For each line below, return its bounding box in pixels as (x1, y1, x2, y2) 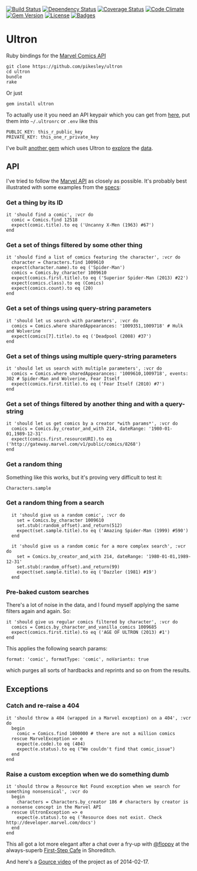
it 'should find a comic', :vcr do (6, 212, 94, 218)
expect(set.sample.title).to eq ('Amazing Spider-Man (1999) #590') (17, 527, 189, 533)
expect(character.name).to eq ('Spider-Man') (11, 265, 126, 271)
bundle (6, 74, 22, 80)
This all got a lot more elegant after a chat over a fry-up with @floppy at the (6, 840, 190, 848)
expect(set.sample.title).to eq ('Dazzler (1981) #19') (17, 569, 157, 575)
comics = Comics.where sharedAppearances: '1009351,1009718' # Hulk (11, 323, 183, 329)
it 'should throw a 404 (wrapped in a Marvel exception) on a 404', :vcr (6, 715, 192, 721)
